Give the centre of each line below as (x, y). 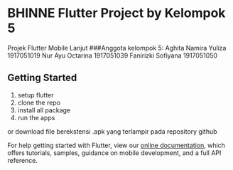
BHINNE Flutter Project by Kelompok (116, 13)
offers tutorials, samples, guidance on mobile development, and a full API (114, 153)
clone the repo (39, 102)
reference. (22, 160)
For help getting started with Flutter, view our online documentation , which (116, 145)
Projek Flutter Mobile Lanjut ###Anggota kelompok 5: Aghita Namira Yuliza (117, 48)
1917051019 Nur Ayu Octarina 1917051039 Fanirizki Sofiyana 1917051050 (113, 55)
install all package (44, 110)
